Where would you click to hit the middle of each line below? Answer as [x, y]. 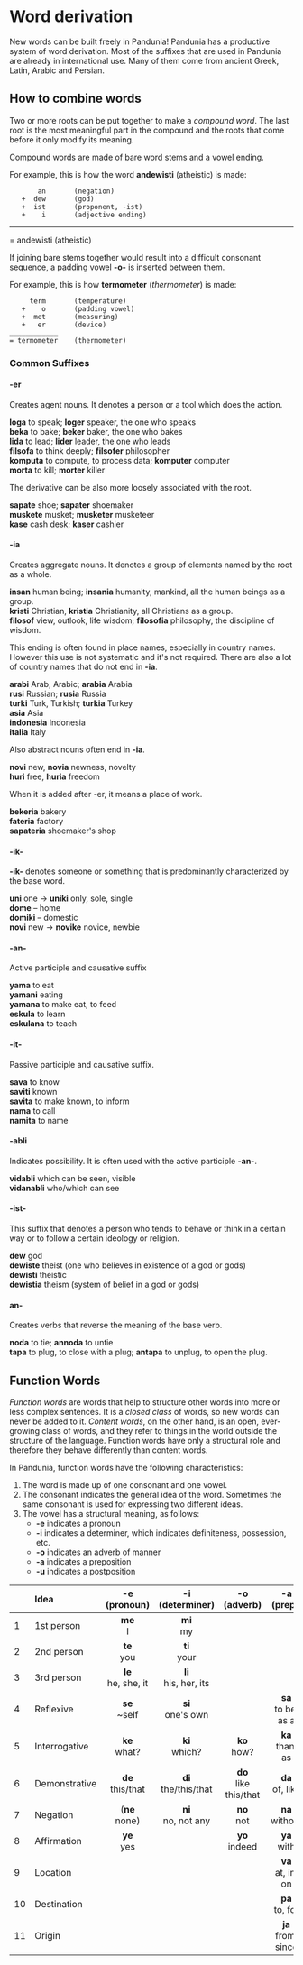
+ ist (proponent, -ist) [82, 207]
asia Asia [27, 713]
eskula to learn [37, 1014]
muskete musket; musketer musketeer [82, 514]
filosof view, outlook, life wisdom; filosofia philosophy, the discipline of [142, 620]
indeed [243, 1847]
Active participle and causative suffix [78, 968]
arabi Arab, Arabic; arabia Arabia [71, 684]
